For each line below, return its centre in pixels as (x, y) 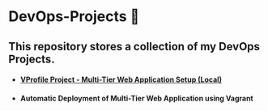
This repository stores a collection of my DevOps (134, 47)
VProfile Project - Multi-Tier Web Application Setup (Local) (121, 79)
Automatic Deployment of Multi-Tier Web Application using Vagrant (136, 98)
